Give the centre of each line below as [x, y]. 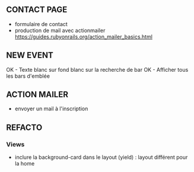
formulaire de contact [41, 24]
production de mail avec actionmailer [60, 30]
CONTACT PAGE [37, 10]
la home [25, 164]
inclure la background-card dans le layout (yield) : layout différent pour [101, 157]
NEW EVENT [30, 55]
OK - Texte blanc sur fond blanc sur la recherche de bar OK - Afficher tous [97, 69]
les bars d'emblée [28, 76]
